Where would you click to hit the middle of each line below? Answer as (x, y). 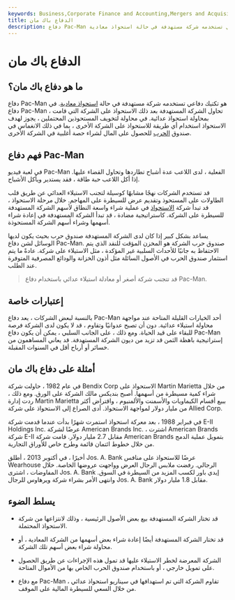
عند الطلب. (22, 266)
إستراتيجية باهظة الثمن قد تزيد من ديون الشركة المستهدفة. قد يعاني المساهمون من (115, 340)
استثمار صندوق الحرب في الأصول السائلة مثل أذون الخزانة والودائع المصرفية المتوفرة (118, 258)
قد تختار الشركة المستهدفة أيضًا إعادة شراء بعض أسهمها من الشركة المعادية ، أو (121, 539)
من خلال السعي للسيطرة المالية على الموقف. (77, 588)
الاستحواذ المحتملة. (43, 525)
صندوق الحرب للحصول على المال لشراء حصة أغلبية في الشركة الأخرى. (100, 133)
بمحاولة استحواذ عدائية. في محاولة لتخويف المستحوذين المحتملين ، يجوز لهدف (108, 118)
